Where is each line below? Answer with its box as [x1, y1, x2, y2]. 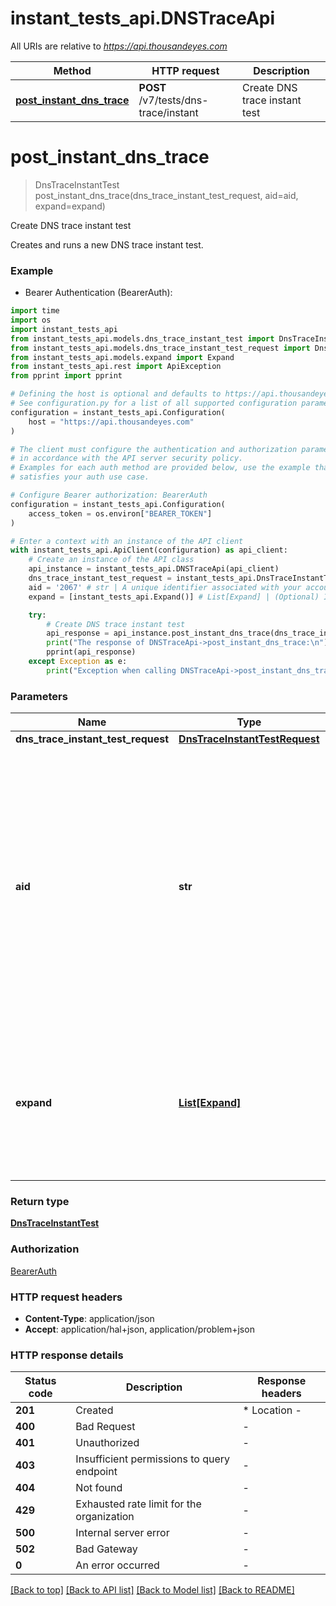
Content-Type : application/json [24, 1312, 155, 1324]
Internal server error [75, 1526, 170, 1540]
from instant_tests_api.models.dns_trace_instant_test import [10, 333, 275, 344]
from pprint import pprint [10, 371, 123, 381]
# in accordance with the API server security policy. [10, 453, 244, 464]
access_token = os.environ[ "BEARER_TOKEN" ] [28, 508, 213, 519]
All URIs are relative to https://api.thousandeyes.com [10, 40, 228, 52]
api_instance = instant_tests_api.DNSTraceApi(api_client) [28, 564, 280, 574]
